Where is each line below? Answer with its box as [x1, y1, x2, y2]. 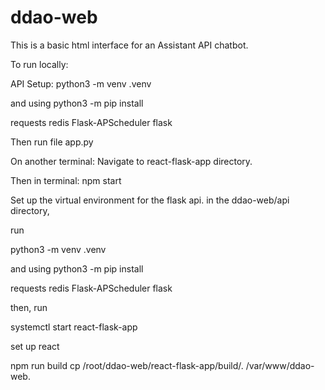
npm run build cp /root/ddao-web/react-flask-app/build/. [10, 359, 244, 371]
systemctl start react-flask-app [10, 321, 138, 333]
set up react [10, 340, 60, 352]
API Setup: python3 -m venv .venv [10, 77, 152, 90]
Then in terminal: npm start [10, 174, 122, 186]
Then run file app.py [10, 136, 94, 148]
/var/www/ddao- [245, 359, 315, 371]
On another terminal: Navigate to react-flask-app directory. [10, 155, 253, 167]
